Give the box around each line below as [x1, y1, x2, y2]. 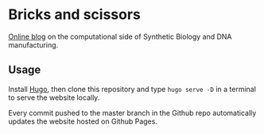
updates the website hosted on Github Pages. [8, 117, 157, 126]
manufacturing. [8, 40, 59, 49]
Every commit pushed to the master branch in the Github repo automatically [8, 108, 257, 117]
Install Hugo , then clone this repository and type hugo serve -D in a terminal [8, 84, 257, 94]
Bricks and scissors [8, 6, 141, 24]
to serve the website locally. [8, 93, 100, 102]
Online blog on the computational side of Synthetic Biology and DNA [8, 32, 232, 41]
